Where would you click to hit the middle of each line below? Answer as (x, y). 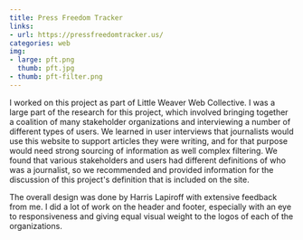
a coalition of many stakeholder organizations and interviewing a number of (150, 121)
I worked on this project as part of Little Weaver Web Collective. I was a (142, 102)
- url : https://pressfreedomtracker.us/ (87, 34)
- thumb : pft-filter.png (56, 77)
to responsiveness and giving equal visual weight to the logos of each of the (151, 216)
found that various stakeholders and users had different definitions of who (148, 160)
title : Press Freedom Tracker (66, 18)
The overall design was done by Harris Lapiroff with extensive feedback (143, 197)
